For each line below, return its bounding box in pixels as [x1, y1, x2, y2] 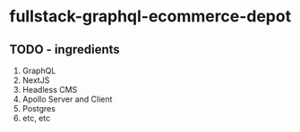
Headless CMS [21, 85, 78, 95]
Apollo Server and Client [21, 94, 113, 104]
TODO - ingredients [9, 42, 121, 57]
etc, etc [21, 113, 51, 123]
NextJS [21, 75, 50, 86]
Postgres [21, 103, 56, 113]
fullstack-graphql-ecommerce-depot [9, 6, 292, 27]
